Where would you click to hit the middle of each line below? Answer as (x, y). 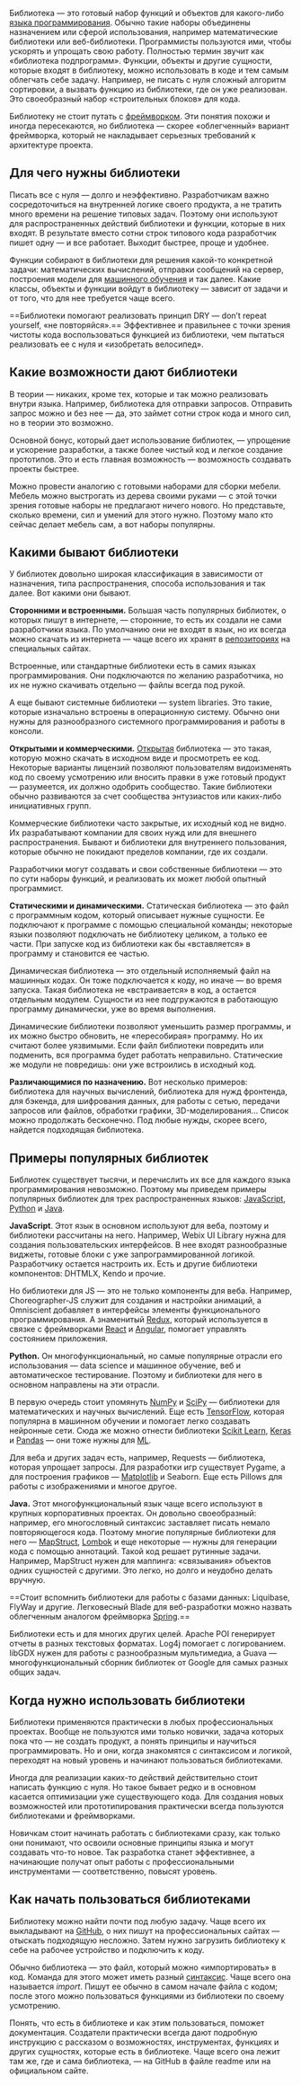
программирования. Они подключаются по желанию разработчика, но (146, 676)
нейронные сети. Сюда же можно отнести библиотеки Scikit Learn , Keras (150, 1431)
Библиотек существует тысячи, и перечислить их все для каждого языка (150, 1179)
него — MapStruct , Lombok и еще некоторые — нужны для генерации (143, 1542)
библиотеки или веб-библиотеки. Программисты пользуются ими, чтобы (150, 41)
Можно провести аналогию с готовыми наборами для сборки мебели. (145, 486)
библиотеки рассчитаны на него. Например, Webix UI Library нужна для (147, 1235)
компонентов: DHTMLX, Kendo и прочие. (88, 1274)
